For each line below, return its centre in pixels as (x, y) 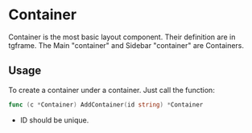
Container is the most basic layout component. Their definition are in (122, 37)
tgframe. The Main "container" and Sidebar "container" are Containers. (126, 45)
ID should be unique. (54, 120)
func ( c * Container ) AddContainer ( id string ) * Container (106, 105)
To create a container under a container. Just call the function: (112, 90)
